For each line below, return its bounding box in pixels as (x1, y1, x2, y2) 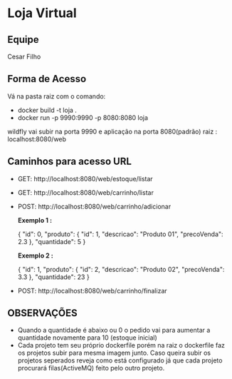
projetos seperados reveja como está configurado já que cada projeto (17, 356, 223, 365)
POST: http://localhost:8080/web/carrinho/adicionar (17, 202, 172, 211)
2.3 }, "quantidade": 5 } (17, 237, 86, 246)
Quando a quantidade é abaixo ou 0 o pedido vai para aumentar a (17, 326, 211, 335)
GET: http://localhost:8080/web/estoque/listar (17, 174, 153, 183)
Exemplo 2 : (17, 251, 53, 260)
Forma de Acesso (7, 73, 87, 85)
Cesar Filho (7, 52, 41, 61)
